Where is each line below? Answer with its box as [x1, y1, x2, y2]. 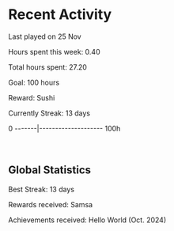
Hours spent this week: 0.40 [8, 47, 100, 56]
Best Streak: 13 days [8, 184, 75, 194]
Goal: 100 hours [8, 78, 60, 87]
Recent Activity [8, 6, 112, 24]
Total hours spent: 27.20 [8, 62, 87, 72]
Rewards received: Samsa [8, 199, 93, 209]
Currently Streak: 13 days [8, 108, 91, 118]
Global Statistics [8, 164, 92, 177]
